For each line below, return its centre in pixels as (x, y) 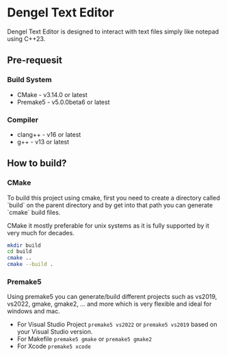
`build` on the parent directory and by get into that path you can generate (110, 205)
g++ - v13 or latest (43, 142)
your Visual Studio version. (55, 332)
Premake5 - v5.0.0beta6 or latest (63, 102)
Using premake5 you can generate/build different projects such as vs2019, (112, 297)
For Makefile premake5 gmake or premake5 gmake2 (84, 339)
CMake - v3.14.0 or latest (52, 94)
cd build (19, 252)
